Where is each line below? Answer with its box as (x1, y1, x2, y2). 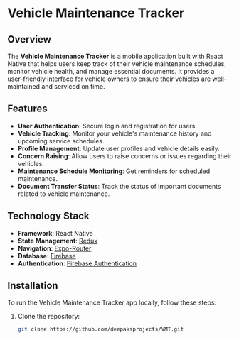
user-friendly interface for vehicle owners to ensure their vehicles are (7, 75, 211, 83)
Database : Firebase (17, 251, 76, 260)
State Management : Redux (17, 236, 98, 245)
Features (7, 103, 48, 115)
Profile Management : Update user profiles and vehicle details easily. (17, 144, 220, 153)
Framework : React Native (17, 229, 94, 237)
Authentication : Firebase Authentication (17, 259, 137, 268)
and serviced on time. (41, 82, 105, 90)
